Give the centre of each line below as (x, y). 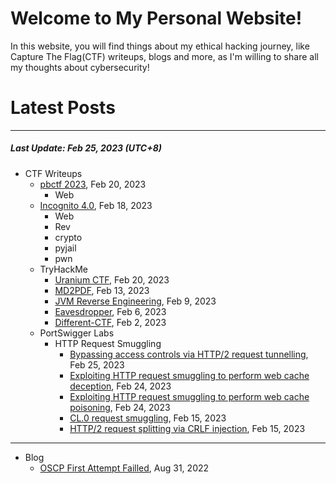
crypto (68, 237)
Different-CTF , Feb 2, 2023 (110, 322)
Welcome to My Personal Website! (156, 18)
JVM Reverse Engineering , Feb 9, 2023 (135, 301)
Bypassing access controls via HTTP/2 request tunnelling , (189, 354)
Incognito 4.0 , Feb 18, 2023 (96, 205)
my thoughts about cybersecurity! (80, 67)
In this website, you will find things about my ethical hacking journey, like (160, 46)
